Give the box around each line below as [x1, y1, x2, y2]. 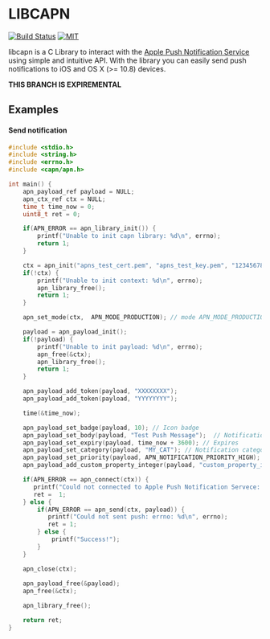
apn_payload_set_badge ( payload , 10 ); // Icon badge [22, 424, 199, 432]
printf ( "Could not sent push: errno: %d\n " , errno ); [47, 513, 228, 521]
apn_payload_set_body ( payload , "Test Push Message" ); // [22, 431, 221, 439]
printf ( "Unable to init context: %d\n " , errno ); [37, 276, 203, 285]
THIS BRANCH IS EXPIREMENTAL [8, 80, 122, 89]
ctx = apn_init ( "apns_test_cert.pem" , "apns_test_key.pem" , [22, 261, 228, 269]
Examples [8, 103, 59, 117]
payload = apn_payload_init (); [22, 328, 128, 336]
